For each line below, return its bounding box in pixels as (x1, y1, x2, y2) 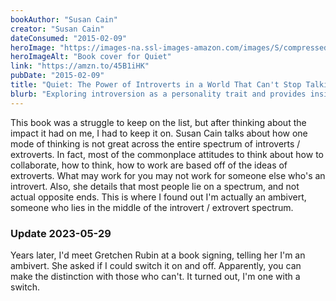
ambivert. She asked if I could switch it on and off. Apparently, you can (10, 259, 302, 271)
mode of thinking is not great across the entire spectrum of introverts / (10, 137, 301, 150)
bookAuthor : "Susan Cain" (10, 14, 118, 25)
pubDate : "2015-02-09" (10, 71, 105, 81)
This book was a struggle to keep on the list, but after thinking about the (10, 116, 307, 128)
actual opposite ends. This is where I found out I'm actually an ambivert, (10, 191, 307, 203)
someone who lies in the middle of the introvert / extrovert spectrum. (10, 201, 294, 213)
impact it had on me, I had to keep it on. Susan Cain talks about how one (10, 127, 308, 139)
